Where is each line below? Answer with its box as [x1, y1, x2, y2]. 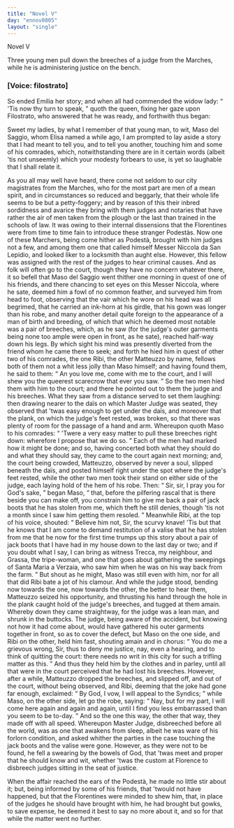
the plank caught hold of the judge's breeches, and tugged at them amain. [7, 600, 221, 608]
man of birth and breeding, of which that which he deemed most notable [7, 317, 216, 325]
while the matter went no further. [7, 814, 102, 822]
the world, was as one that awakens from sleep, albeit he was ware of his [7, 726, 219, 735]
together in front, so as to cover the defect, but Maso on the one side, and [7, 629, 220, 638]
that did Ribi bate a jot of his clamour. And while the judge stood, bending [7, 577, 219, 586]
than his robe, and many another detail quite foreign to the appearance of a [7, 309, 224, 318]
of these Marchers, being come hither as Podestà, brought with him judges [7, 235, 223, 244]
